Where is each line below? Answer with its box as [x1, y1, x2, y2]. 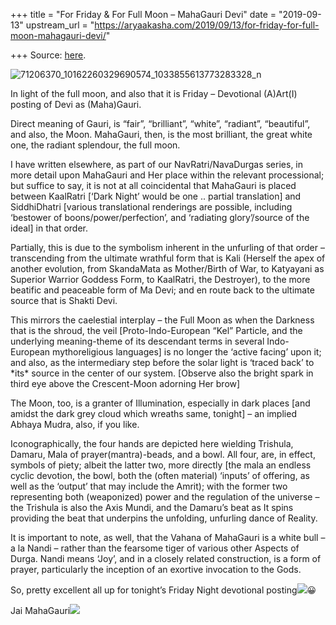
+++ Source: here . [10, 49, 87, 61]
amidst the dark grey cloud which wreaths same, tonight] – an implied [10, 408, 297, 419]
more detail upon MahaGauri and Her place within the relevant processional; [10, 169, 325, 181]
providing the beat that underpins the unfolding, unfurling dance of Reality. [10, 512, 318, 524]
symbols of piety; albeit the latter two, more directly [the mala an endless [10, 459, 312, 471]
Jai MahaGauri [10, 605, 71, 616]
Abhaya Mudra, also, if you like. [10, 419, 140, 430]
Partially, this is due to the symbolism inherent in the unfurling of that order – [10, 242, 325, 253]
